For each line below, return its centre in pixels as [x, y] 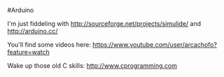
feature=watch [29, 52]
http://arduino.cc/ [33, 31]
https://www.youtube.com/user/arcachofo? [154, 44]
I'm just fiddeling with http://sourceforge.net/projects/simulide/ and [104, 23]
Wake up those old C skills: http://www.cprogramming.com [92, 65]
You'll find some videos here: [49, 44]
